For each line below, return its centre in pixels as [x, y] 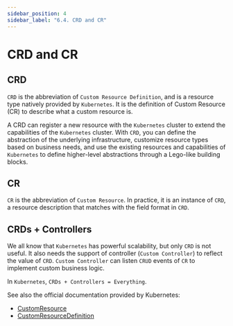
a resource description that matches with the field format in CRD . [98, 207]
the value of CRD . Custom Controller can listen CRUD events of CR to [101, 261]
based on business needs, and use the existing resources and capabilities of [116, 147]
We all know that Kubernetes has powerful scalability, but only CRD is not [109, 246]
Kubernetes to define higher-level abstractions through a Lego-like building [114, 154]
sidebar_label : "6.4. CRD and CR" [57, 20]
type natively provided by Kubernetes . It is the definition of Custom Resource [116, 104]
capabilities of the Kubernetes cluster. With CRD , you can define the [102, 132]
